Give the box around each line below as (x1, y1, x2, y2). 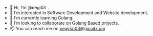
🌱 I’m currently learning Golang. (9, 15, 74, 20)
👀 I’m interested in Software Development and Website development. (9, 10, 149, 16)
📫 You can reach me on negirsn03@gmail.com (9, 26, 105, 31)
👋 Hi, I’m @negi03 (9, 5, 46, 10)
